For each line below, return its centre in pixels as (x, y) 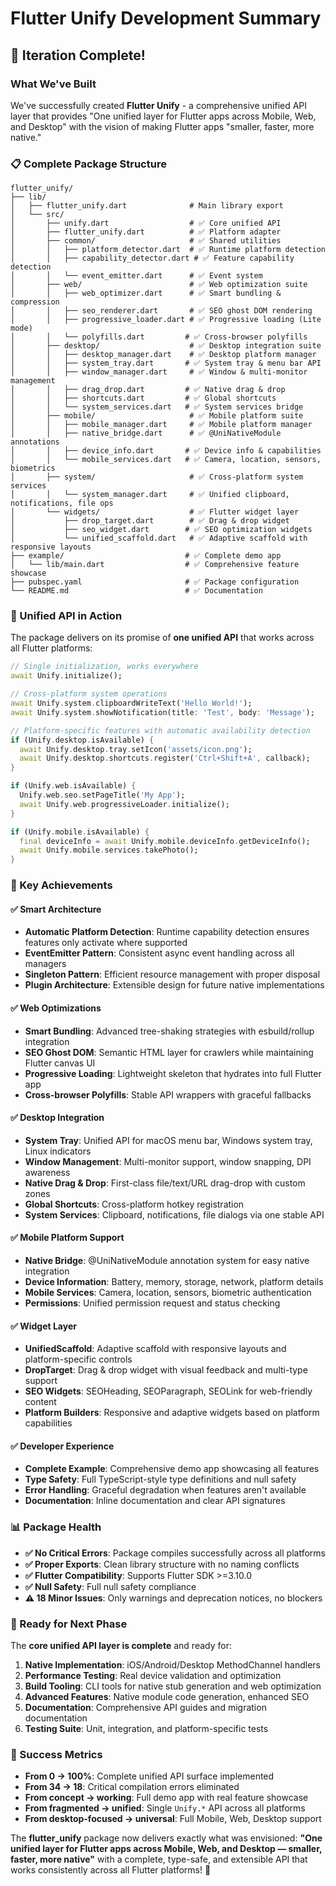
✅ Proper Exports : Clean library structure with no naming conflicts (162, 1564)
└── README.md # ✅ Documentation (136, 591)
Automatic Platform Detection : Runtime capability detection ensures (167, 932)
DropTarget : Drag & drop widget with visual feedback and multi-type (166, 1370)
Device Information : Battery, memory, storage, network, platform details (174, 1281)
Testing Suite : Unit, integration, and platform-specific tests (146, 1728)
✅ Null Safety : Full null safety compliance (110, 1586)
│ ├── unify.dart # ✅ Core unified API (146, 223)
